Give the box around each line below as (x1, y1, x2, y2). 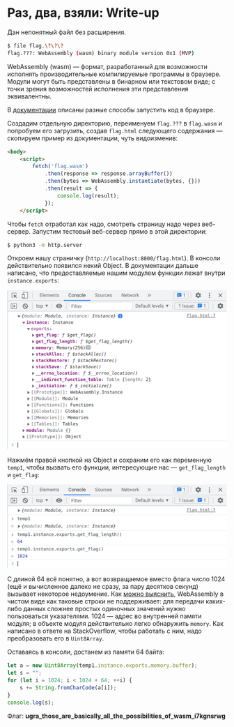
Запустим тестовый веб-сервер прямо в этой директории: (32, 227, 208, 235)
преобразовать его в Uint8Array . (7, 634, 104, 643)
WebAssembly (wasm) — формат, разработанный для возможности (7, 62, 208, 70)
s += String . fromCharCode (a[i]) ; (19, 684, 117, 691)
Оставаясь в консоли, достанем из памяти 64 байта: (7, 647, 165, 657)
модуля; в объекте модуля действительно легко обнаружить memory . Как (7, 620, 224, 628)
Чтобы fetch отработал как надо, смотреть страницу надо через (7, 220, 201, 228)
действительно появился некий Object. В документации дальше (7, 262, 198, 270)
